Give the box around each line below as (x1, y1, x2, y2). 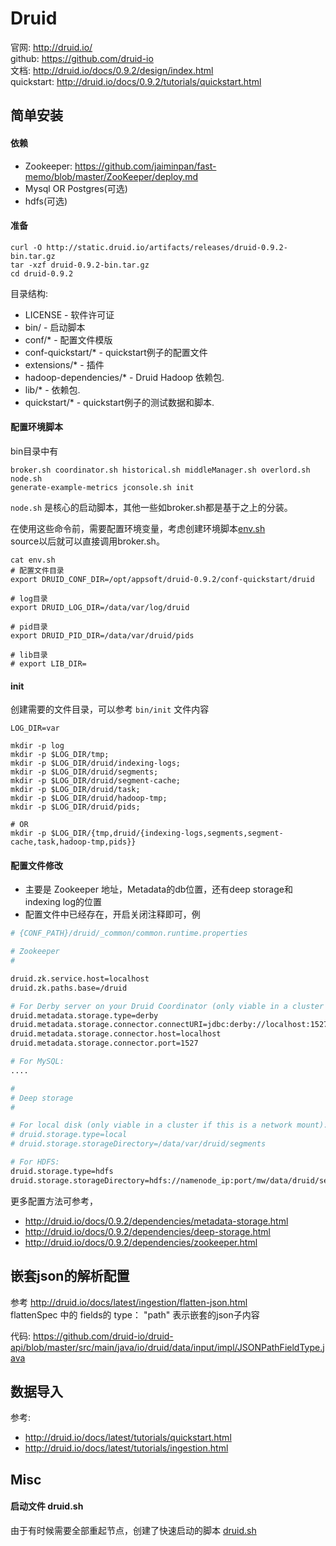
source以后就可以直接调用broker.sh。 (10, 535, 165, 547)
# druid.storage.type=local (10, 1130, 128, 1140)
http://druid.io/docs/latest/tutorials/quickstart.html (24, 1432, 232, 1444)
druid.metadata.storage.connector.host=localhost (10, 1029, 222, 1039)
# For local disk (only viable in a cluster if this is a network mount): (10, 1120, 329, 1131)
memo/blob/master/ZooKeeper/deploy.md (24, 170, 199, 182)
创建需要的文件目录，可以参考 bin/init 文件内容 (10, 703, 210, 716)
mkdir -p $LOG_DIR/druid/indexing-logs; (10, 758, 182, 769)
